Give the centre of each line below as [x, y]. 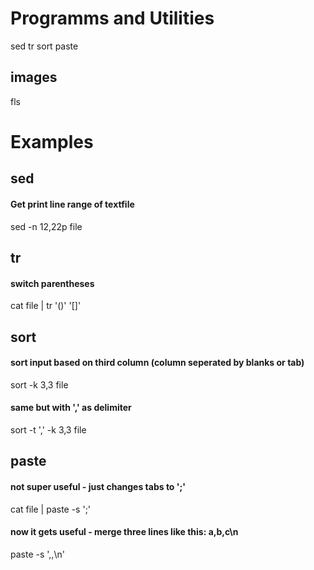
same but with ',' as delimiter [71, 408]
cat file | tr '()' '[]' [46, 306]
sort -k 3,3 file [39, 384]
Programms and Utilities [112, 18]
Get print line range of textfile [72, 204]
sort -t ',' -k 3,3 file [48, 429]
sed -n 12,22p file [46, 226]
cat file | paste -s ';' [51, 509]
